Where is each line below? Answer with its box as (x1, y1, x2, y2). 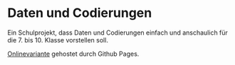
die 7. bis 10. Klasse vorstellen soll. (7, 35, 109, 44)
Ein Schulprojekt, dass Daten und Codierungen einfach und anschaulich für (7, 28, 228, 37)
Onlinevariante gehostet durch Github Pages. (7, 49, 140, 58)
